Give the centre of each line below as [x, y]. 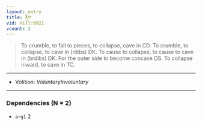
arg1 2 [23, 116]
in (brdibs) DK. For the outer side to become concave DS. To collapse [107, 58]
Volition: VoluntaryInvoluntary [52, 82]
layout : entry [24, 12]
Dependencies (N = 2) [39, 103]
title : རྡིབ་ [19, 17]
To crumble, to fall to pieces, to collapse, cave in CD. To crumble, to [105, 46]
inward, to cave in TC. [48, 65]
